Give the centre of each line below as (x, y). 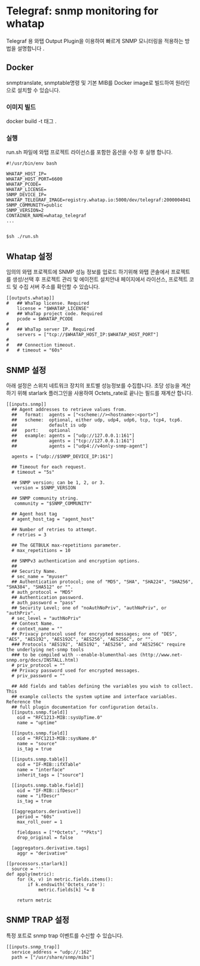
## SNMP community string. (45, 498)
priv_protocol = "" (41, 665)
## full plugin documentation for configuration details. (85, 707)
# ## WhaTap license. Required (48, 303)
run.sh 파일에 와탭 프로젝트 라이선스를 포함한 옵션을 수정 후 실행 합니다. (90, 152)
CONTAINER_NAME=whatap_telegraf (46, 216)
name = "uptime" (37, 723)
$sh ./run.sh (22, 237)
